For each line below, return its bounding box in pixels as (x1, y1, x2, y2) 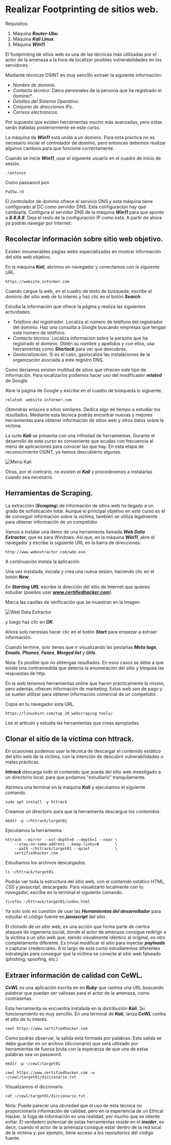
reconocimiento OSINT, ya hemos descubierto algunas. (5, 448, 121, 455)
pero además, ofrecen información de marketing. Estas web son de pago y (5, 685, 162, 691)
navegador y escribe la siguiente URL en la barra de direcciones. (5, 540, 141, 546)
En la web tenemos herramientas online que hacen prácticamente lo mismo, (5, 680, 165, 686)
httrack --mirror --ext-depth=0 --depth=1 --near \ (5, 837, 117, 842)
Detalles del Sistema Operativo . (12, 98, 80, 104)
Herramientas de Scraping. (5, 489, 93, 498)
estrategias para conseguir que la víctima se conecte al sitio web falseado (5, 951, 161, 957)
